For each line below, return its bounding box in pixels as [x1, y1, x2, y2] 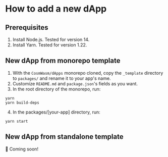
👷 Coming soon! [5, 146, 39, 152]
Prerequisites [5, 23, 48, 32]
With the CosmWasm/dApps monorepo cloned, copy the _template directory [12, 70, 163, 76]
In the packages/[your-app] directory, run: [12, 109, 101, 115]
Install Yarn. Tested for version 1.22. [12, 42, 87, 48]
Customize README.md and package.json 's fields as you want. [12, 80, 138, 86]
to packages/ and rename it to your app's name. [12, 75, 111, 81]
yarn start [5, 119, 28, 124]
